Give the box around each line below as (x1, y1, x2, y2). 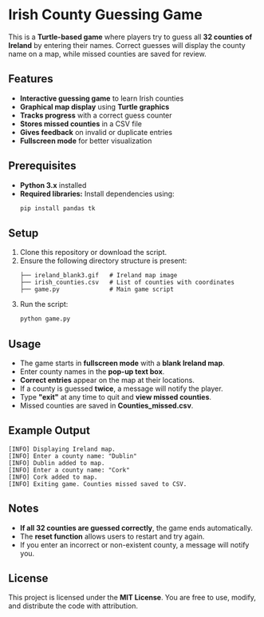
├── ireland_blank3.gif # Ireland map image (19, 272, 178, 280)
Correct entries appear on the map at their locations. (19, 375, 195, 384)
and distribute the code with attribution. (8, 601, 138, 611)
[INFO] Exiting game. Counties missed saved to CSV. (8, 480, 187, 488)
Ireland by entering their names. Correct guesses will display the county (8, 40, 246, 50)
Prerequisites (8, 159, 77, 173)
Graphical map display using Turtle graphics (19, 102, 170, 111)
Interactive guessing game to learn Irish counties (19, 94, 184, 103)
